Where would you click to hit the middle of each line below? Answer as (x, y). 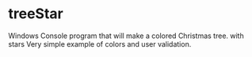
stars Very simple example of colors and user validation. (100, 44)
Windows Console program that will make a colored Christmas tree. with (126, 36)
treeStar (36, 14)
